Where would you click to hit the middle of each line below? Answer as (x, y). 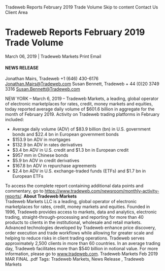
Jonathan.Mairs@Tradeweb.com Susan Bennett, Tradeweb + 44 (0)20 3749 (82, 84)
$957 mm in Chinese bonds (40, 155)
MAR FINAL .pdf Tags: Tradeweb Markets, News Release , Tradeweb (75, 259)
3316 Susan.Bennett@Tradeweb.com (43, 89)
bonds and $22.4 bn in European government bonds (66, 135)
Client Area (16, 12)
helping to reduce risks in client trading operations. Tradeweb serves (75, 238)
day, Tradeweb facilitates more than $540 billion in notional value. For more (82, 249)
